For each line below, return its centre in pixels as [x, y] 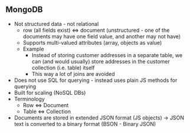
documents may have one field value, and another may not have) [102, 36]
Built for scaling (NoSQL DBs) [50, 92]
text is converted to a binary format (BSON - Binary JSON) [85, 124]
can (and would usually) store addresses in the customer [101, 61]
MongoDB [24, 10]
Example [33, 49]
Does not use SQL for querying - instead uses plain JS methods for [96, 80]
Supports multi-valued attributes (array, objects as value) [92, 42]
